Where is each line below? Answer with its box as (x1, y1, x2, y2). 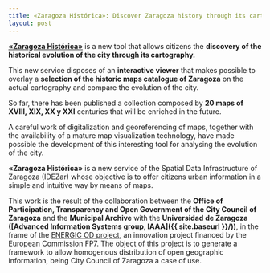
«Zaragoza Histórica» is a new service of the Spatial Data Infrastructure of (8, 163, 258, 173)
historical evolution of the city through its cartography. (8, 50, 195, 59)
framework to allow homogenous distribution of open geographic (8, 247, 224, 257)
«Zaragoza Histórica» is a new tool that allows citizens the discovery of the (8, 41, 262, 51)
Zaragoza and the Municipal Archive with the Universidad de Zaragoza (8, 213, 248, 222)
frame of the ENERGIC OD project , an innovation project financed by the (8, 230, 247, 239)
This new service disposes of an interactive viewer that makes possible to (8, 65, 256, 75)
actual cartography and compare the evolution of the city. (8, 82, 199, 92)
